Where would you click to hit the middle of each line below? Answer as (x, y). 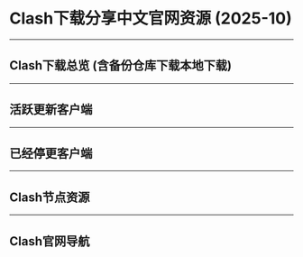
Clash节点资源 (50, 197)
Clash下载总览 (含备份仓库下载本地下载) (121, 65)
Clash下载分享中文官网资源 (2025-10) (151, 18)
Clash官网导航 (50, 241)
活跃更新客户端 (51, 110)
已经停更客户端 (51, 153)
